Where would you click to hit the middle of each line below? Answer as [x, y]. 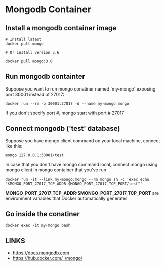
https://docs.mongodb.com [41, 253]
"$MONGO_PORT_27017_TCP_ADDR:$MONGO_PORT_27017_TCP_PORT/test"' [74, 184]
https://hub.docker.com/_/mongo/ [48, 258]
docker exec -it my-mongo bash [38, 226]
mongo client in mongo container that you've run [56, 170]
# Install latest [23, 39]
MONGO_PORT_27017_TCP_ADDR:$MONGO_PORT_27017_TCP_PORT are [82, 193]
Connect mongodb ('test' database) [63, 128]
